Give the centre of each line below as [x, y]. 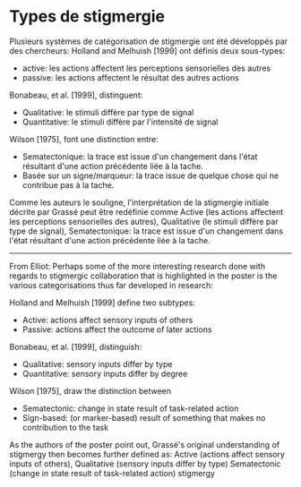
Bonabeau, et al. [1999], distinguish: [76, 346]
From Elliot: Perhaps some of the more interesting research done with [138, 266]
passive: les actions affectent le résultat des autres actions [130, 77]
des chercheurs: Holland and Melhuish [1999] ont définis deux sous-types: [147, 50]
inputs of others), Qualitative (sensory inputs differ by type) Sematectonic [145, 464]
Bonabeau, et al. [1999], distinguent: [76, 95]
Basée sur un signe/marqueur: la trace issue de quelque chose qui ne [150, 175]
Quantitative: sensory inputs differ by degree [105, 373]
